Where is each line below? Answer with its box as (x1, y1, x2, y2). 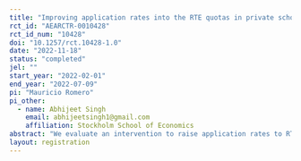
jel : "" (9, 64, 39, 72)
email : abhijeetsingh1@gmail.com (25, 113, 150, 122)
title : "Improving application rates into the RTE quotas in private (9, 13, 275, 22)
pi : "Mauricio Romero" (9, 88, 94, 97)
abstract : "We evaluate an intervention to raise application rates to (9, 130, 282, 139)
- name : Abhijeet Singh (17, 105, 106, 114)
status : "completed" (9, 55, 87, 64)
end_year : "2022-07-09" (9, 80, 99, 89)
